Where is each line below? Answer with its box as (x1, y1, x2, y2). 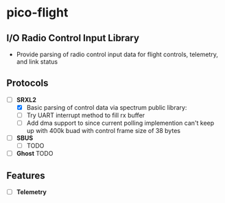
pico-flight (6, 5, 69, 21)
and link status (16, 58, 58, 66)
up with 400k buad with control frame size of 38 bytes (26, 127, 181, 135)
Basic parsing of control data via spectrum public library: (26, 103, 187, 111)
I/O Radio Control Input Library (6, 32, 140, 44)
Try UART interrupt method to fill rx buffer (26, 111, 145, 119)
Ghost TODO (16, 150, 54, 158)
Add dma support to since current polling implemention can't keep (26, 119, 215, 127)
